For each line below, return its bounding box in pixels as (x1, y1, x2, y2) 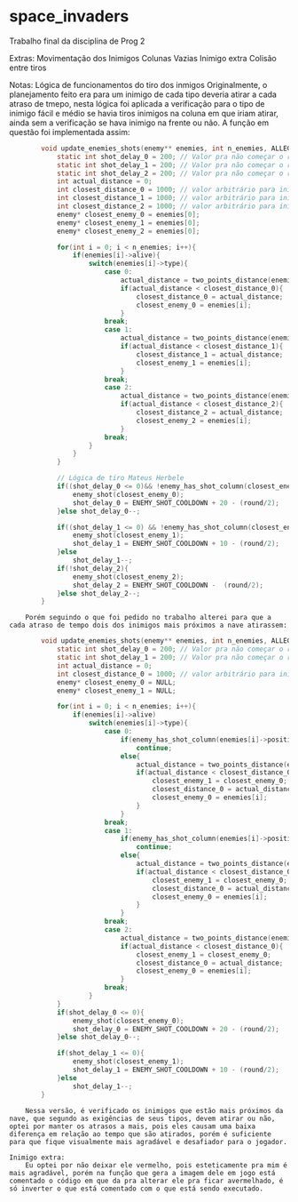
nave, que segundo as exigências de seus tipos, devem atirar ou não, (9, 1114, 276, 1123)
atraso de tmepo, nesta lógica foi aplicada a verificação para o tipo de (9, 98, 265, 108)
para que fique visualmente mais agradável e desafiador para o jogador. (9, 1137, 288, 1146)
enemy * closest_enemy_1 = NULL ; (56, 686, 176, 695)
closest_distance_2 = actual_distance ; (136, 408, 284, 417)
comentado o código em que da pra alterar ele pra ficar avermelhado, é (9, 1176, 284, 1185)
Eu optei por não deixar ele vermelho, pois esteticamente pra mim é (25, 1160, 288, 1170)
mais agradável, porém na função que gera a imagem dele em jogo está (9, 1168, 276, 1177)
